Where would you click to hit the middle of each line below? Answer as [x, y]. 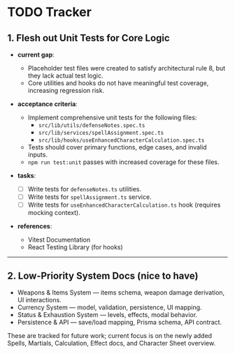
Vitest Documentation [59, 240]
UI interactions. [39, 300]
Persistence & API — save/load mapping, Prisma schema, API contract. [120, 322]
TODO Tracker [50, 12]
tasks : [27, 176]
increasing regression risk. [66, 90]
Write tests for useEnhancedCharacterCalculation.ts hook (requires [124, 205]
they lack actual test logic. [65, 75]
